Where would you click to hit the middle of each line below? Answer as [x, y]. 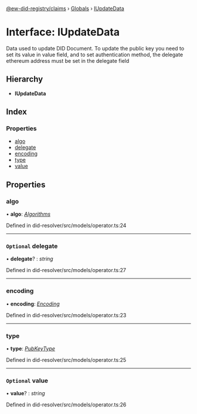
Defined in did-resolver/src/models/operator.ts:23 [66, 315]
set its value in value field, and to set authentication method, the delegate [95, 55]
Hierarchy [25, 79]
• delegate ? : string [30, 259]
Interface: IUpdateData [63, 32]
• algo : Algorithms [28, 214]
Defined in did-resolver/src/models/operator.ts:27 [66, 270]
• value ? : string [26, 393]
